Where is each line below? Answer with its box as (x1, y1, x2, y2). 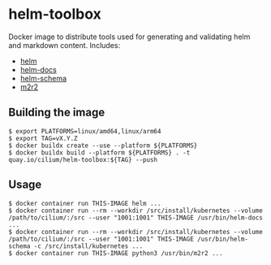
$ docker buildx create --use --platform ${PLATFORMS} (8, 141, 198, 150)
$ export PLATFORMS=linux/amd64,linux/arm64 (8, 127, 161, 135)
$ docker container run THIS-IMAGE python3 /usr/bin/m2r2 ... (8, 249, 223, 257)
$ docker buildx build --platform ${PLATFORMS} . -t (8, 148, 191, 157)
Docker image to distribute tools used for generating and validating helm (8, 32, 251, 41)
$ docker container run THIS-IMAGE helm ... (8, 199, 161, 207)
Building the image (8, 106, 105, 119)
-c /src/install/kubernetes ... (33, 241, 144, 250)
